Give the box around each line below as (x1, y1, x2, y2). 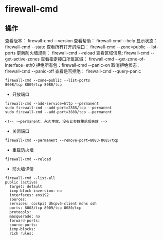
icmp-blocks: (9, 227, 36, 232)
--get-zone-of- (115, 56, 145, 62)
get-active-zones (5, 56, 40, 62)
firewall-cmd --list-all (5, 176, 55, 181)
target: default (9, 184, 42, 189)
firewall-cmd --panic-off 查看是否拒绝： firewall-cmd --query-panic (5, 68, 141, 74)
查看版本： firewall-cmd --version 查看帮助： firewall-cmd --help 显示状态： (5, 38, 158, 43)
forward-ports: (9, 218, 40, 223)
